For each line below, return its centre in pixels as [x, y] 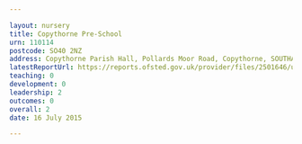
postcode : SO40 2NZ [46, 50]
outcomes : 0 [31, 101]
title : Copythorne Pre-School [66, 34]
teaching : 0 [31, 76]
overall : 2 [30, 109]
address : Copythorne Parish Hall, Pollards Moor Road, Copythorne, [138, 59]
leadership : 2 [36, 92]
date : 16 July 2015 [46, 118]
